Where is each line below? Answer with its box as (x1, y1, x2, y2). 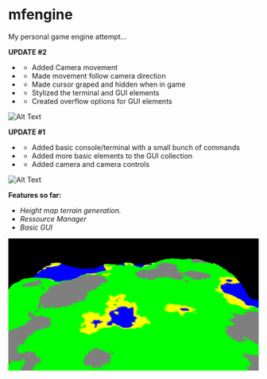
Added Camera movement (31, 62, 118, 72)
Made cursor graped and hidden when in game (31, 79, 186, 89)
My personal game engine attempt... (8, 32, 127, 41)
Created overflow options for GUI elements (31, 96, 172, 106)
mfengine (8, 6, 73, 24)
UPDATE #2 (8, 47, 48, 56)
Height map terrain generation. (19, 205, 122, 215)
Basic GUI (19, 222, 53, 232)
